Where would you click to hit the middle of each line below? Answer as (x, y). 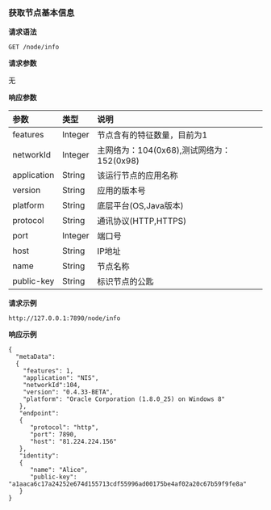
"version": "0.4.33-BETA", (68, 392)
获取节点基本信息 (42, 12)
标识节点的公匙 (126, 282)
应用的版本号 (122, 191)
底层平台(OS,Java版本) (140, 206)
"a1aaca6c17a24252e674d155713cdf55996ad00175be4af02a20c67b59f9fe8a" (128, 484)
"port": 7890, (54, 435)
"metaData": (36, 357)
